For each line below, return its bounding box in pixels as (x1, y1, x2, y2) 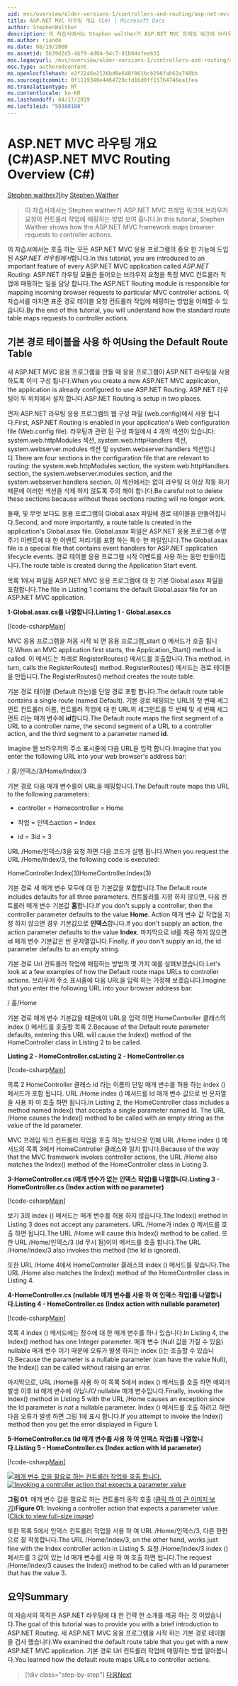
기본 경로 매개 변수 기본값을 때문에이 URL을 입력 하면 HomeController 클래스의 (7, 1013, 227, 1022)
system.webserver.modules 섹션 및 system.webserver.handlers (7, 445, 191, 453)
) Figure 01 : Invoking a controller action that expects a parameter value (13, 1503, 218, 1512)
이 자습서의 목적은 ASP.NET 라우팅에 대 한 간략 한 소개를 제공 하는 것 (7, 1611, 198, 1620)
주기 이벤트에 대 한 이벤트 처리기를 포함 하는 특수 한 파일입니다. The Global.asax (7, 536, 228, 544)
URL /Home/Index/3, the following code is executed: (7, 855, 160, 863)
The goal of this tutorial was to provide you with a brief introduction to (14, 1620, 219, 1628)
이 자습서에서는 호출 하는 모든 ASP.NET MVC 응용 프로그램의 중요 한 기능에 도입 (7, 244, 229, 253)
